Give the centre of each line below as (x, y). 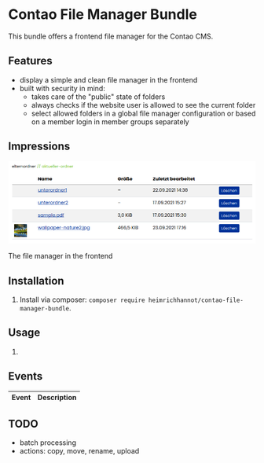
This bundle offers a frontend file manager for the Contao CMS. (111, 36)
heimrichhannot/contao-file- (196, 300)
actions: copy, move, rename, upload (79, 451)
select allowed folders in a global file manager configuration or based (143, 113)
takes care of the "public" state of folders (98, 97)
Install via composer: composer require (82, 299)
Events (26, 376)
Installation (36, 281)
